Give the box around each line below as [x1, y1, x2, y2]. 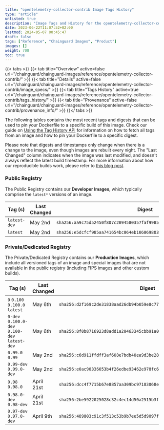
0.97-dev [7, 408, 28, 414]
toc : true [5, 52, 25, 58]
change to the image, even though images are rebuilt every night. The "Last [5, 147, 157, 153]
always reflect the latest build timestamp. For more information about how [5, 157, 154, 164]
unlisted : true [5, 16, 36, 21]
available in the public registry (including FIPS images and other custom [5, 265, 149, 271]
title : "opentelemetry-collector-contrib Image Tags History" [5, 7, 134, 12]
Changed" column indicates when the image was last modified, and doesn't [5, 152, 157, 158]
